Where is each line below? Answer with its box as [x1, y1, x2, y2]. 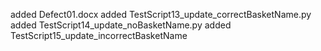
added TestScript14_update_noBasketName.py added [10, 19, 232, 31]
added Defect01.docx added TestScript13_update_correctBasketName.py [10, 9, 312, 20]
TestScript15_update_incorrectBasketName [10, 30, 188, 41]
